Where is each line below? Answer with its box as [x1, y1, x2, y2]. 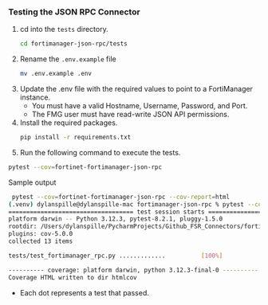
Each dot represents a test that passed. [19, 287, 150, 297]
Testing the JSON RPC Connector [8, 6, 141, 18]
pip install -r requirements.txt [19, 134, 132, 142]
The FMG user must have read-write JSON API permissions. [31, 110, 230, 119]
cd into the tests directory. [19, 25, 109, 34]
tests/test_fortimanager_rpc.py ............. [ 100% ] [8, 252, 223, 260]
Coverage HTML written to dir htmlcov [8, 273, 137, 281]
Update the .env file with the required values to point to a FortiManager [19, 84, 254, 94]
